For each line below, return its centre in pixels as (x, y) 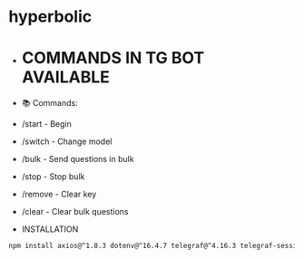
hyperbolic (50, 17)
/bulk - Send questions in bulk (78, 159)
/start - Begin (46, 124)
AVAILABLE (66, 77)
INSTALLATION (50, 229)
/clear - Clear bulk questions (75, 212)
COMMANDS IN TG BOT (113, 58)
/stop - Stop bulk (53, 177)
